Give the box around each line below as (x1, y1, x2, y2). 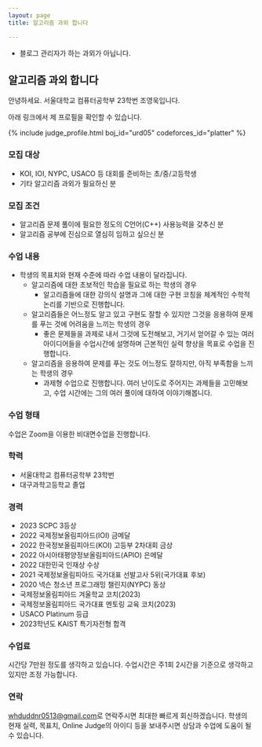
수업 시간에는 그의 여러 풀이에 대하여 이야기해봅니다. (53, 388, 213, 398)
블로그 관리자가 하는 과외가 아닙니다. (19, 48, 131, 57)
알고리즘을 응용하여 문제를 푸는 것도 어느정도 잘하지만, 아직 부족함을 (31, 359, 239, 368)
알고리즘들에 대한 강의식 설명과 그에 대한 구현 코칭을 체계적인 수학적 (42, 290, 251, 300)
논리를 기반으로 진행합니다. (42, 300, 126, 309)
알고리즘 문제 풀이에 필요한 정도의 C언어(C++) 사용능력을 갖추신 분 (19, 219, 224, 229)
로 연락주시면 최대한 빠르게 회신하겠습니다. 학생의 (96, 711, 248, 720)
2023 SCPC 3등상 (19, 521, 77, 531)
